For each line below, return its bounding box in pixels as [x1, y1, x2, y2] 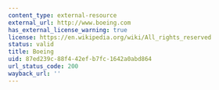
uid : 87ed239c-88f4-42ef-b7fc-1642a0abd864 [8, 56, 153, 63]
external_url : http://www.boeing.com [8, 19, 131, 27]
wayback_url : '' [8, 70, 61, 77]
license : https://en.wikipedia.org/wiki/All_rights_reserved [8, 33, 212, 41]
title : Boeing [8, 48, 55, 56]
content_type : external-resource [8, 11, 117, 20]
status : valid [8, 41, 55, 49]
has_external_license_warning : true [8, 26, 127, 34]
